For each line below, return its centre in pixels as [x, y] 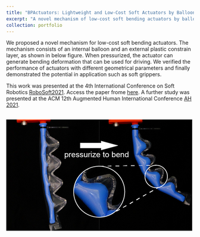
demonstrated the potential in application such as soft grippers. [84, 74]
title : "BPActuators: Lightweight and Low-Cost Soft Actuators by [90, 13]
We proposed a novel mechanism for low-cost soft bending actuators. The [97, 43]
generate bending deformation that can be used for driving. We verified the [98, 62]
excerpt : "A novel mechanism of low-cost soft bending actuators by [93, 19]
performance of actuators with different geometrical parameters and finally [98, 68]
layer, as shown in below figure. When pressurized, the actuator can [90, 55]
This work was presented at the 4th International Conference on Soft [90, 86]
